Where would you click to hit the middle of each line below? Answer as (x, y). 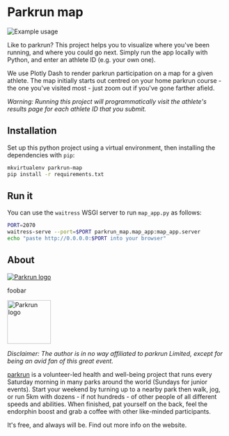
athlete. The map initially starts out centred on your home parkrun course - (114, 80)
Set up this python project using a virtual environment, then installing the (111, 148)
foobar (17, 290)
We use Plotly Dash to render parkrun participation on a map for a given (110, 73)
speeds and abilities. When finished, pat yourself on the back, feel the (107, 404)
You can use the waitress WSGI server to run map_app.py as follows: (104, 212)
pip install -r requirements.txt (56, 174)
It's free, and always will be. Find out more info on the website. (97, 425)
